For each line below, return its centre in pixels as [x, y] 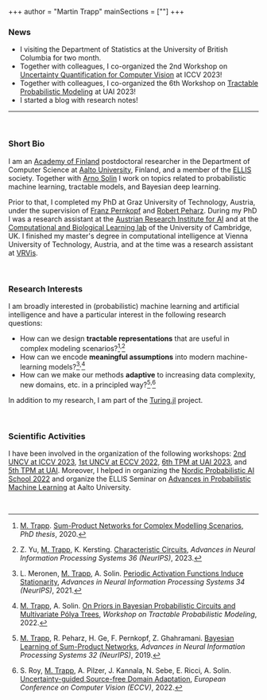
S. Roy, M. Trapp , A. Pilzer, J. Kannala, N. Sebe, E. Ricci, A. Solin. [126, 671]
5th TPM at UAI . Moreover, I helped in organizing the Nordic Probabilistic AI [132, 471]
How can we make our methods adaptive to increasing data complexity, [137, 375]
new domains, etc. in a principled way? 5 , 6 [88, 384]
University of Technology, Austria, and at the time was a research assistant [131, 244]
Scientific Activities [47, 436]
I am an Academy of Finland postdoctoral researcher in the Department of [129, 161]
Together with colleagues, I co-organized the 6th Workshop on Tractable [139, 84]
